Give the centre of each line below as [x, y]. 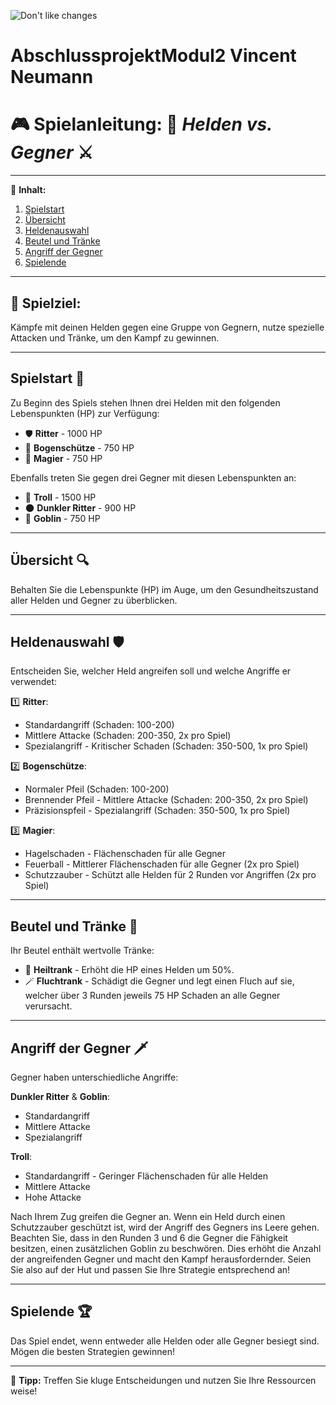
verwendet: [34, 682]
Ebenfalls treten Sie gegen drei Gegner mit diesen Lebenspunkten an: [153, 477]
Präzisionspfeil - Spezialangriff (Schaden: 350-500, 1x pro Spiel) [157, 811]
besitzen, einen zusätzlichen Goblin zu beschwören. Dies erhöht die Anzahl [166, 1248]
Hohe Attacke [53, 1197]
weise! [24, 1391]
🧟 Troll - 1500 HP [60, 497]
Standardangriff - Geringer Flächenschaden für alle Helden [146, 1176]
